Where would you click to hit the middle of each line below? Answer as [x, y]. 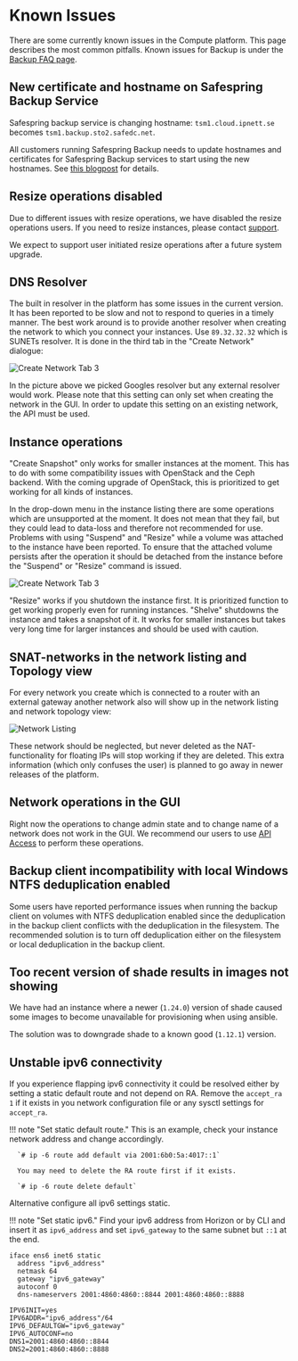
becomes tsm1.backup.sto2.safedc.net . [82, 132]
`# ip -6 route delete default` [77, 1187]
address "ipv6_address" [61, 1264]
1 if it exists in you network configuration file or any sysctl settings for [137, 1103]
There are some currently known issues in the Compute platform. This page [148, 40]
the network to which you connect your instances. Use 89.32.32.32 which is [149, 332]
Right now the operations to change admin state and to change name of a [144, 824]
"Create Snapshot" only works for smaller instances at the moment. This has [149, 464]
